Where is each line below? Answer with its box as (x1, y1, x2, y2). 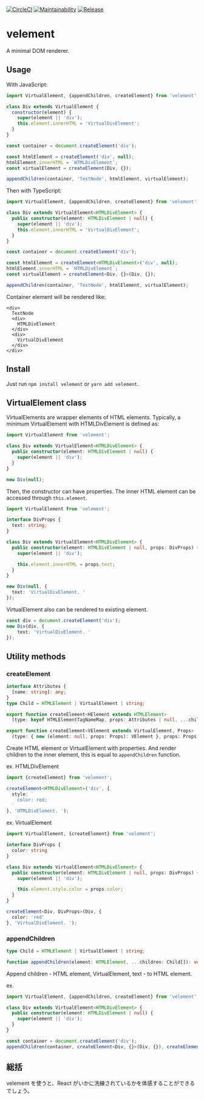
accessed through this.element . (6, 494, 87, 501)
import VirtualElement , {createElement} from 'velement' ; (6, 831, 156, 837)
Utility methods (6, 651, 66, 662)
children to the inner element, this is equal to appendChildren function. (6, 751, 181, 758)
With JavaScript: (6, 81, 48, 88)
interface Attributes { (6, 684, 67, 690)
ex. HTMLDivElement (6, 763, 59, 770)
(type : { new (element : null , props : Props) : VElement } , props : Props (12, 734, 197, 740)
